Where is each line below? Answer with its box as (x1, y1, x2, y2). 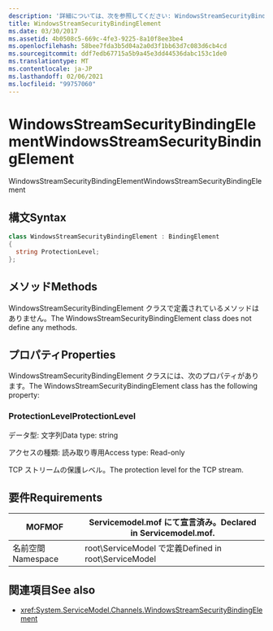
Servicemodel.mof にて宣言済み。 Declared (89, 517, 257, 529)
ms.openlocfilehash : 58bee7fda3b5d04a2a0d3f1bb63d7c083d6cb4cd (8, 42, 227, 50)
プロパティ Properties (8, 347, 116, 362)
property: (8, 390, 40, 400)
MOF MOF (25, 521, 63, 533)
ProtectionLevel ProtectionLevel (8, 411, 136, 422)
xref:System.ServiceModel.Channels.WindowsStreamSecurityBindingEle (19, 605, 263, 615)
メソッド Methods (8, 280, 97, 294)
